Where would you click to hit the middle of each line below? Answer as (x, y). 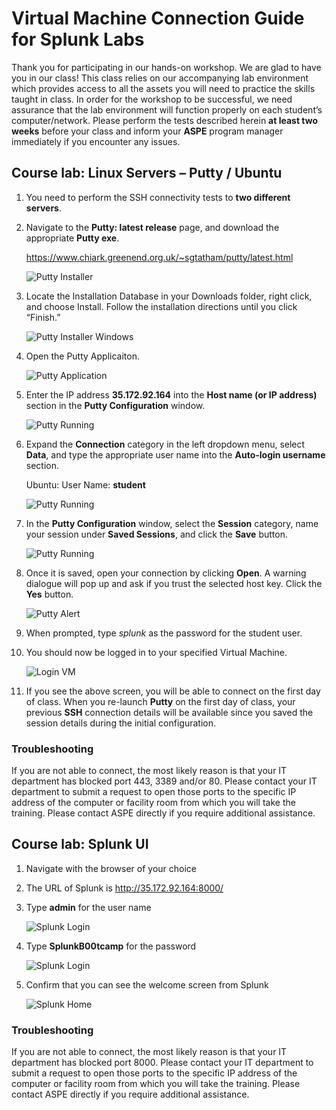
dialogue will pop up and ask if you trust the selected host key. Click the (174, 583)
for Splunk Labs (78, 39)
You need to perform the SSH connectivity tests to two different (158, 197)
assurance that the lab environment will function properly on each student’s (167, 109)
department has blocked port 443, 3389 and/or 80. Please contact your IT (164, 781)
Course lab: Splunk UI (80, 844)
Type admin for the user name (88, 907)
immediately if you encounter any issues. (96, 141)
